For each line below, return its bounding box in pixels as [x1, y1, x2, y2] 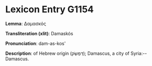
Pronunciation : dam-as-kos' [5, 40, 66, 47]
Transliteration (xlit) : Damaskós [5, 30, 73, 36]
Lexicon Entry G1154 [5, 4, 94, 15]
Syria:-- [130, 50, 147, 56]
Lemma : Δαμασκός [5, 20, 46, 27]
